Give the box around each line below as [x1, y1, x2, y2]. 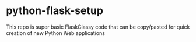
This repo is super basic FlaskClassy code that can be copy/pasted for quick [6, 23, 190, 30]
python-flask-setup [6, 4, 104, 17]
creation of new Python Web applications [6, 29, 105, 36]
